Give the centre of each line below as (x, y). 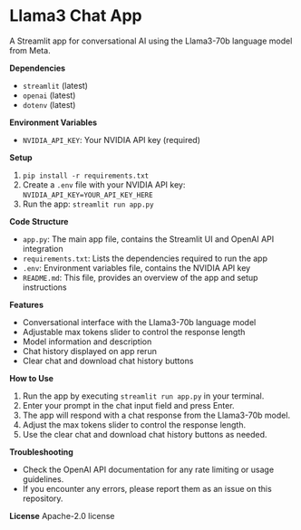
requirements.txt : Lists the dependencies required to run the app (145, 258)
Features (26, 304)
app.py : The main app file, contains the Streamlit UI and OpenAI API (148, 239)
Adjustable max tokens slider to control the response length (134, 332)
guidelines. (43, 479)
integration (43, 248)
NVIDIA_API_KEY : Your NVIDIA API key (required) (112, 140)
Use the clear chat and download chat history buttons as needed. (145, 434)
